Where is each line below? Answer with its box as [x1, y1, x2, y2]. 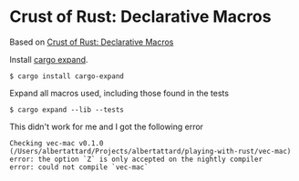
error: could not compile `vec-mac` [9, 162, 149, 172]
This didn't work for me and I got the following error [9, 121, 203, 132]
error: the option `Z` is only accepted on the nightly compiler [9, 155, 263, 164]
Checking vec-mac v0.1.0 [9, 138, 104, 147]
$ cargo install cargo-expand [9, 71, 125, 81]
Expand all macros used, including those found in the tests [9, 87, 230, 98]
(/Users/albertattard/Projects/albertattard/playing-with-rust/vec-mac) [9, 146, 292, 156]
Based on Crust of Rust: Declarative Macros [9, 36, 174, 47]
